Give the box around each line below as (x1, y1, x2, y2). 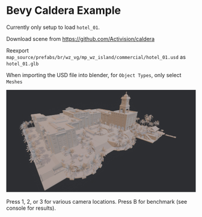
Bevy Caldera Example (6, 4, 121, 17)
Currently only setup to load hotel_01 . (6, 24, 100, 31)
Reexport (6, 46, 29, 54)
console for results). (6, 204, 56, 212)
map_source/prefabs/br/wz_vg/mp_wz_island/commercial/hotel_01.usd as (6, 53, 186, 60)
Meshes (6, 79, 23, 85)
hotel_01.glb (6, 61, 39, 67)
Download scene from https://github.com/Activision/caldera (6, 35, 155, 42)
